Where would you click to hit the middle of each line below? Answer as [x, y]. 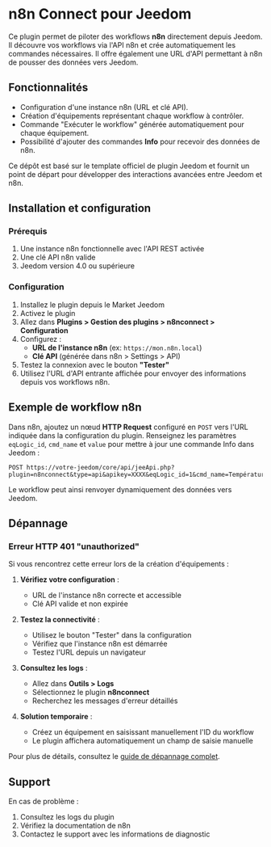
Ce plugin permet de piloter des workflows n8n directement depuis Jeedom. [135, 36]
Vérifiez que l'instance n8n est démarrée [100, 644]
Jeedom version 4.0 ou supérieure [77, 266]
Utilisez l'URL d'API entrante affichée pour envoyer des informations [133, 373]
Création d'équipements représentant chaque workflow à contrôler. [132, 116]
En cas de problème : [44, 802]
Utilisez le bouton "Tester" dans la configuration [112, 635]
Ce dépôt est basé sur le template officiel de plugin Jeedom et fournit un [129, 166]
